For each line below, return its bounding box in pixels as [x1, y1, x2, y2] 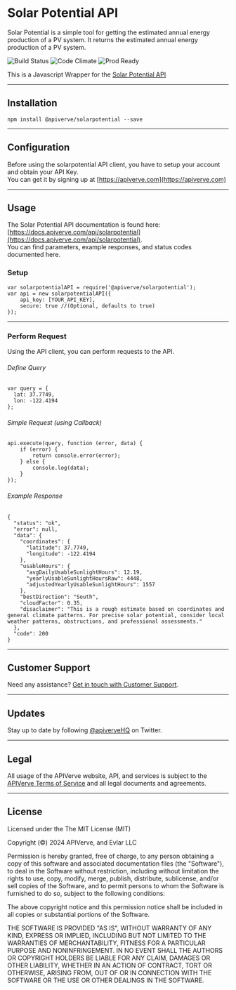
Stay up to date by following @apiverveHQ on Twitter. [7, 726, 163, 734]
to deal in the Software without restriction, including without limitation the [7, 866, 219, 875]
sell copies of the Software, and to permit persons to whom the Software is [7, 881, 225, 890]
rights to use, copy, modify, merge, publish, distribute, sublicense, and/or [7, 874, 219, 883]
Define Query [7, 363, 46, 371]
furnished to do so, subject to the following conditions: [7, 889, 165, 897]
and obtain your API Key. [7, 167, 79, 176]
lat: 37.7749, [13, 391, 55, 398]
